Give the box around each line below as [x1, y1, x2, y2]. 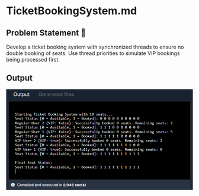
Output [6, 73, 33, 83]
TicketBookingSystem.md [6, 4, 137, 18]
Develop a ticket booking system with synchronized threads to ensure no [6, 43, 184, 50]
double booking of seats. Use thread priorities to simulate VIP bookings [6, 50, 180, 57]
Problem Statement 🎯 [6, 28, 86, 38]
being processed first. [6, 56, 60, 63]
